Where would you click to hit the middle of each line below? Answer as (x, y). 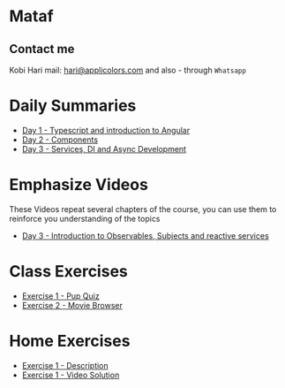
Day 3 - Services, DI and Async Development (104, 148)
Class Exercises (68, 272)
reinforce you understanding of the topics (85, 218)
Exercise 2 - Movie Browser (72, 305)
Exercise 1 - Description (65, 365)
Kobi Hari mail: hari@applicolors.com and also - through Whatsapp (128, 70)
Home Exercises (70, 341)
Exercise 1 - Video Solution (71, 375)
